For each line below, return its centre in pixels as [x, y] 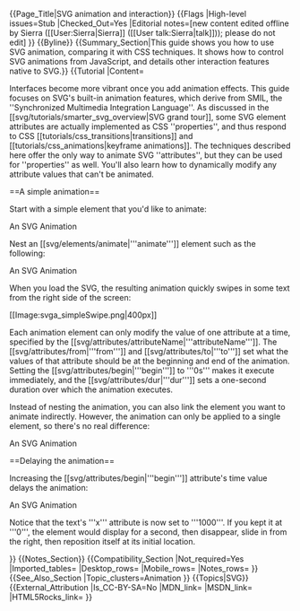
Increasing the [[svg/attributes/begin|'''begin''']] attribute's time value [138, 478]
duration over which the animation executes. [91, 389]
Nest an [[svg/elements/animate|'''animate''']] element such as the [133, 244]
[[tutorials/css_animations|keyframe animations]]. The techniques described [150, 145]
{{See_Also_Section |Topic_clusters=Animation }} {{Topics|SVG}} [129, 578]
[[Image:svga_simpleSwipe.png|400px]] [83, 315]
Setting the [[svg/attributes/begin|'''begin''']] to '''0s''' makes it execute [142, 371]
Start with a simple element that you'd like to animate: [108, 209]
